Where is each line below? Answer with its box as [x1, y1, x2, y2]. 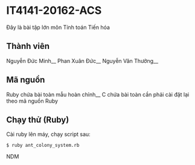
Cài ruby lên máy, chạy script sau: [6, 131, 91, 138]
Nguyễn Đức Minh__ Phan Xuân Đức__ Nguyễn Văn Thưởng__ [6, 57, 159, 64]
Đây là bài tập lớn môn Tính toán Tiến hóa [6, 24, 110, 31]
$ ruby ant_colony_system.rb [6, 143, 80, 149]
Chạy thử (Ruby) [6, 114, 69, 125]
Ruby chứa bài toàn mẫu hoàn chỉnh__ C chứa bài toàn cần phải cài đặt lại [6, 91, 190, 98]
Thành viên [6, 41, 50, 51]
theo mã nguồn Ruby [6, 97, 59, 105]
